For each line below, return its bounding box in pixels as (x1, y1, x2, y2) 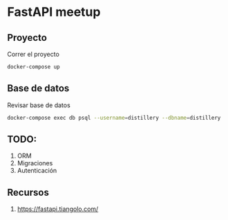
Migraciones (17, 159, 53, 167)
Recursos (7, 186, 50, 198)
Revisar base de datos (7, 101, 70, 109)
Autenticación (17, 167, 57, 175)
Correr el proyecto (7, 50, 60, 58)
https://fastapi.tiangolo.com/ (17, 205, 99, 213)
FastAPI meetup (7, 4, 101, 20)
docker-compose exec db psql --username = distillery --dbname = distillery (7, 114, 221, 121)
